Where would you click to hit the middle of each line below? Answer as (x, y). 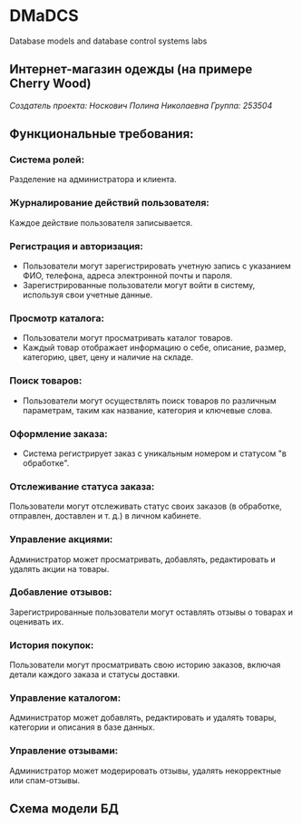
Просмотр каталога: (57, 318)
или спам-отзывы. (45, 780)
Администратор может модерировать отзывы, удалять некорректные (146, 771)
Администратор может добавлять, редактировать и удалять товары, (143, 718)
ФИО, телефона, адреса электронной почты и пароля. (127, 276)
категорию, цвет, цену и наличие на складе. (108, 357)
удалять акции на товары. (59, 568)
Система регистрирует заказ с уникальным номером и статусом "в (155, 453)
